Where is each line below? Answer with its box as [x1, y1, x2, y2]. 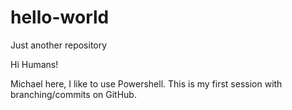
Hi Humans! [10, 58, 59, 70]
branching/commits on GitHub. [10, 88, 137, 100]
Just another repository [10, 39, 108, 51]
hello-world [10, 6, 110, 29]
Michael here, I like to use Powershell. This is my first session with [10, 77, 283, 90]
